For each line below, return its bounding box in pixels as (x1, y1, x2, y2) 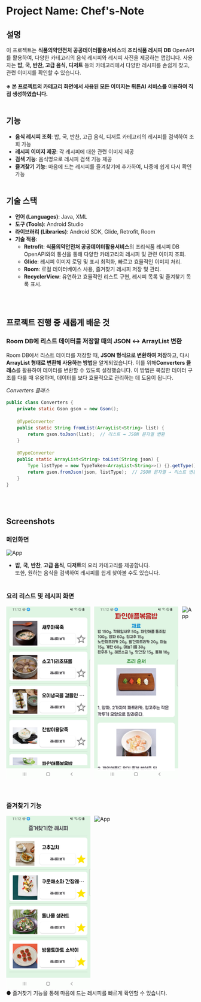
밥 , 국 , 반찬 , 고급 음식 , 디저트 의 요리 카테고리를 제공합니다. (14, 562, 151, 569)
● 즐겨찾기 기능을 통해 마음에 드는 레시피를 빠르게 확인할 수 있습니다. (6, 989, 167, 997)
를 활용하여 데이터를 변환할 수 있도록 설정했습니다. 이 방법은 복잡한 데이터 (16, 367, 187, 374)
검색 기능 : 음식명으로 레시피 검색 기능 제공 (14, 155, 112, 162)
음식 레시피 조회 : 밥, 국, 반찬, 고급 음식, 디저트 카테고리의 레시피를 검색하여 (14, 133, 188, 140)
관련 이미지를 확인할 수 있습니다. (6, 69, 82, 76)
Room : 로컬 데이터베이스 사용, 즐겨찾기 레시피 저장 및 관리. (23, 265, 162, 273)
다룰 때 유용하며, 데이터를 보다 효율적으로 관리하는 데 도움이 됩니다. (17, 374, 173, 382)
